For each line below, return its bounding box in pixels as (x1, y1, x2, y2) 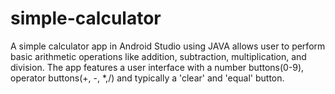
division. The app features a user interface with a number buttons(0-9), (10, 61, 305, 73)
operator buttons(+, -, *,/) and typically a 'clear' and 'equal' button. (10, 72, 285, 84)
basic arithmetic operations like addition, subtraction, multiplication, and (10, 50, 307, 62)
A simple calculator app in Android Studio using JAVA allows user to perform (10, 40, 326, 52)
